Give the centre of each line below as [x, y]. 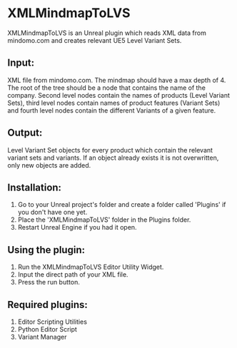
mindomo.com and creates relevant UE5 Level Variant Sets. [95, 40]
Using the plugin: [46, 250]
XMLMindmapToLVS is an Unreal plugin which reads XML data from [107, 33]
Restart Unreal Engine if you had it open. [77, 227]
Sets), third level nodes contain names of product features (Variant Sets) [114, 103]
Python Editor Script [47, 329]
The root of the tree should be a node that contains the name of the [106, 88]
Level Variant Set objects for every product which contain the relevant [110, 150]
